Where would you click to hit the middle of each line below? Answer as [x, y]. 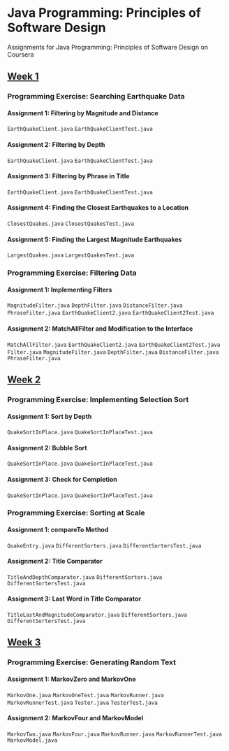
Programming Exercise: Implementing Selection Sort [98, 399]
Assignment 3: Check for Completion [62, 479]
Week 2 [24, 379]
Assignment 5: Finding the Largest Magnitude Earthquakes [95, 239]
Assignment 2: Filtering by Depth [56, 145]
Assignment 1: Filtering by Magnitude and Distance [83, 113]
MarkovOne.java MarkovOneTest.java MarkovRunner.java [86, 695]
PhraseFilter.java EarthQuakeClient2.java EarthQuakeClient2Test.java [111, 313]
